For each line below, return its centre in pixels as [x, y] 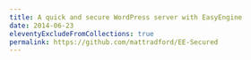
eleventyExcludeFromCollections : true [82, 34]
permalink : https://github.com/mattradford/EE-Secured [114, 42]
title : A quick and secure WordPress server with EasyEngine [126, 17]
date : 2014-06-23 [42, 26]
